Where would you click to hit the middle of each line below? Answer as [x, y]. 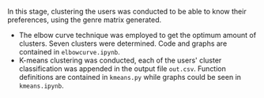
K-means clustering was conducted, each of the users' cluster [120, 60]
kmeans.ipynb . [41, 85]
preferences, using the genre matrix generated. [85, 20]
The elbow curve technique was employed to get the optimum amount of [138, 35]
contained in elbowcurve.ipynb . [69, 52]
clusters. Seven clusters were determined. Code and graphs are [123, 43]
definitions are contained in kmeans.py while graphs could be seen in [130, 77]
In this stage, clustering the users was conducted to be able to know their [127, 11]
